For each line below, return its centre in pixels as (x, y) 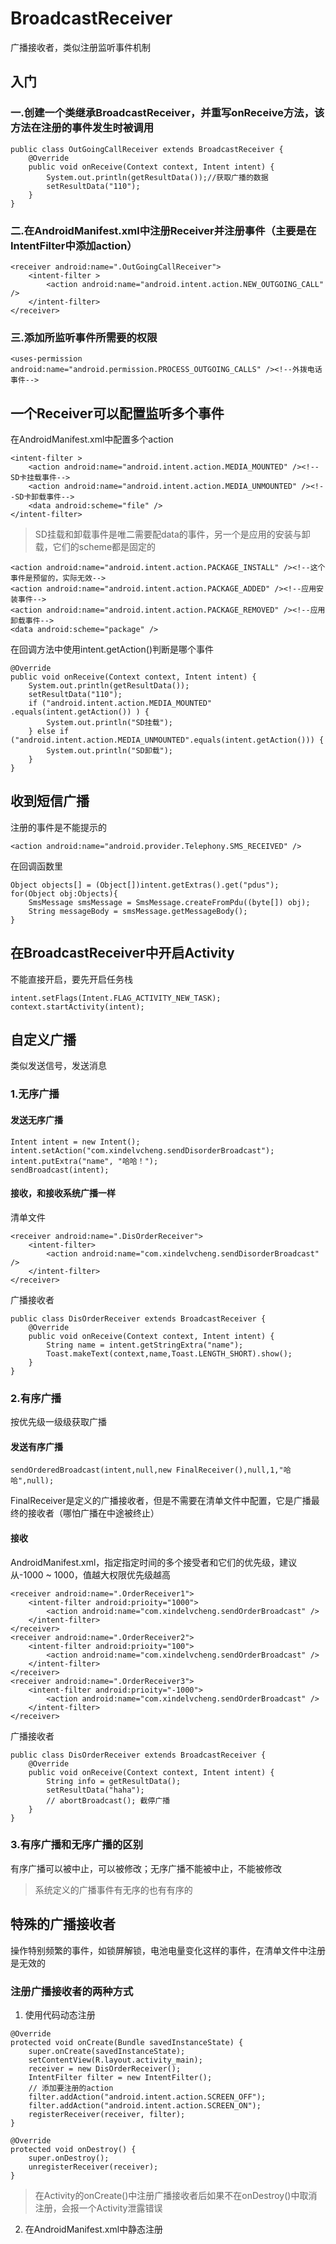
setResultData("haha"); (95, 1790)
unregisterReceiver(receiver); (93, 2167)
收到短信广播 (50, 801)
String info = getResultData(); (114, 1781)
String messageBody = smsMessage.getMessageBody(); (138, 911)
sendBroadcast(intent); (60, 1170)
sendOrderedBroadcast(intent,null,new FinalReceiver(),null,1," (147, 1470)
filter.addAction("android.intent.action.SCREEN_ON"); (145, 2105)
